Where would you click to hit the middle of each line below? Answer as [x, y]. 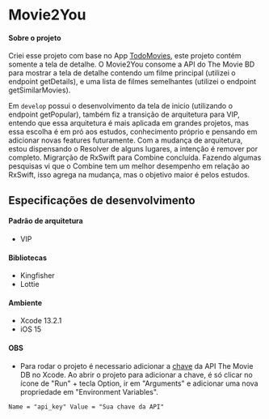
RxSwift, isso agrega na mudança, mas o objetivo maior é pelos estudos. [129, 175]
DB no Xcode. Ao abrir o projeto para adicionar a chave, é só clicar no [136, 374]
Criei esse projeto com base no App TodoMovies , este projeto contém [125, 56]
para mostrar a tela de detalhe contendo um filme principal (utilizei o [122, 73]
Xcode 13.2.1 [41, 321]
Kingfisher [37, 276]
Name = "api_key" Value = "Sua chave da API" [86, 407]
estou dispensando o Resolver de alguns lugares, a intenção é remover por [133, 149]
